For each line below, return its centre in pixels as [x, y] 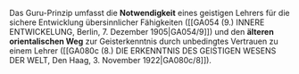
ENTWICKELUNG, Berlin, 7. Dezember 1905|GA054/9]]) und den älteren [141, 32]
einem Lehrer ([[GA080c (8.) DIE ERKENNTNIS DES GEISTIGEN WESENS [143, 51]
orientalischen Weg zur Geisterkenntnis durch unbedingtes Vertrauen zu [144, 41]
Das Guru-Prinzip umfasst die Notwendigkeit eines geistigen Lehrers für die [149, 13]
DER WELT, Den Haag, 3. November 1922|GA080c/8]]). [111, 60]
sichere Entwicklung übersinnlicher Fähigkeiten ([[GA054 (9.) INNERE [137, 22]
